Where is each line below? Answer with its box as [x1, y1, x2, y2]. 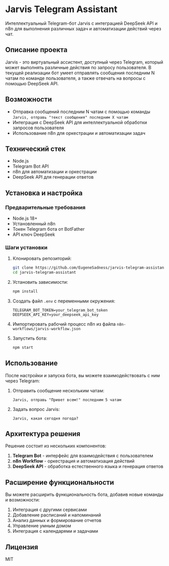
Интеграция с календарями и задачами [12, 528, 98, 534]
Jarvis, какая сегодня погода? [12, 416, 79, 421]
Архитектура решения [5, 430, 81, 438]
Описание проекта [5, 45, 68, 54]
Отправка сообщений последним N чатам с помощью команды [12, 109, 150, 115]
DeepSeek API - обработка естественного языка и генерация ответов [12, 464, 163, 470]
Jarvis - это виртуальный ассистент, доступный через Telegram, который [5, 59, 163, 65]
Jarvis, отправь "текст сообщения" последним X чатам [12, 115, 128, 120]
